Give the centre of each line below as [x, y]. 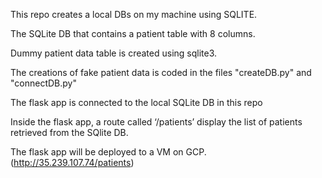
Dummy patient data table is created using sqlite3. [114, 53]
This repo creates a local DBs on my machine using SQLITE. [134, 14]
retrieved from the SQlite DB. [69, 132]
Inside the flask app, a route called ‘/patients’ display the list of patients [156, 122]
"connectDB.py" [43, 83]
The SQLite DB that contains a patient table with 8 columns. [133, 33]
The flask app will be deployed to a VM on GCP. [108, 152]
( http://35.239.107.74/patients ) [72, 162]
